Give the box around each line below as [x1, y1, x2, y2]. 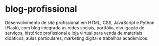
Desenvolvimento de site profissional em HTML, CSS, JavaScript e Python [5, 20, 155, 25]
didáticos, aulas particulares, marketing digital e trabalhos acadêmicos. [5, 35, 149, 41]
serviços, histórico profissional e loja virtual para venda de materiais [5, 30, 143, 36]
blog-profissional [5, 3, 77, 15]
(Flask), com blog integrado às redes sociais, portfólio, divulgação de [5, 24, 145, 30]
